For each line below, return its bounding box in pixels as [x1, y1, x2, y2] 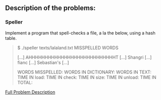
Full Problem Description [5, 89, 55, 95]
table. [5, 35, 17, 41]
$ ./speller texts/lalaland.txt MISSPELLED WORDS [17, 44, 119, 51]
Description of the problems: [5, 4, 96, 12]
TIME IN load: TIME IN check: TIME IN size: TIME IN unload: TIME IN [17, 74, 157, 80]
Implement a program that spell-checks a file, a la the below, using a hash [5, 30, 156, 36]
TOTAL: [17, 79, 33, 85]
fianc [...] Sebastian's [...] [17, 59, 69, 66]
